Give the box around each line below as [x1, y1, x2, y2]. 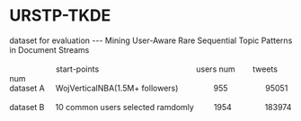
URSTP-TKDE [9, 5, 111, 26]
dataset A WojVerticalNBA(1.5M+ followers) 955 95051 [9, 82, 288, 93]
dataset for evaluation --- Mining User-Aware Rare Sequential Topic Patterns [9, 35, 293, 46]
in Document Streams [9, 44, 90, 55]
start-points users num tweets [55, 64, 279, 74]
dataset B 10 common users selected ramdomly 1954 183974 [9, 101, 292, 112]
